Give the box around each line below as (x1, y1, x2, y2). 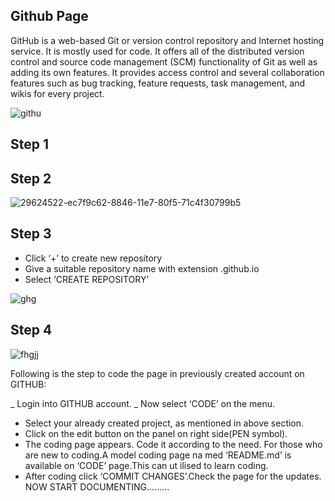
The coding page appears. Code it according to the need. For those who (24, 438, 323, 450)
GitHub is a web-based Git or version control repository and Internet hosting (10, 34, 325, 46)
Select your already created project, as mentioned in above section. (24, 417, 305, 429)
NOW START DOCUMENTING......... (24, 480, 170, 493)
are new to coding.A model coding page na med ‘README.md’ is (24, 449, 292, 461)
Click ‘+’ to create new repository (24, 252, 163, 264)
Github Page (10, 8, 89, 25)
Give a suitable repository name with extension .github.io (24, 262, 260, 274)
